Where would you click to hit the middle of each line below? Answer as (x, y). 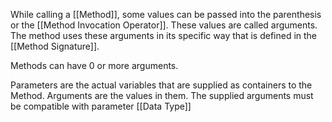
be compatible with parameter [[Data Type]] (101, 106)
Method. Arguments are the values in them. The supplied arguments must (162, 95)
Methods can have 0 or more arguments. (94, 65)
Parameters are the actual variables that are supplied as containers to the (161, 85)
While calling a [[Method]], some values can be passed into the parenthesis (166, 14)
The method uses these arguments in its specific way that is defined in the (164, 35)
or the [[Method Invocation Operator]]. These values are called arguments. (164, 25)
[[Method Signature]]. (55, 46)
